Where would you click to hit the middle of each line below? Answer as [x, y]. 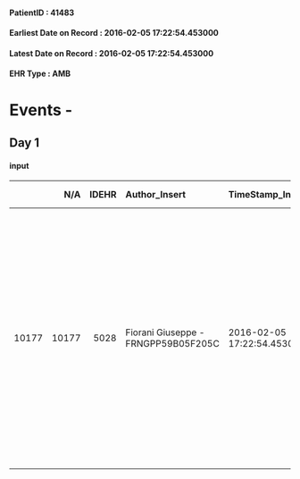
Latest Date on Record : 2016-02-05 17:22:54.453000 [112, 53]
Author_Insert [155, 195]
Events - [41, 109]
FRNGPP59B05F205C [172, 344]
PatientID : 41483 [42, 13]
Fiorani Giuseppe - [165, 332]
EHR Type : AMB [40, 74]
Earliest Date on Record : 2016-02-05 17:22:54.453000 [114, 33]
